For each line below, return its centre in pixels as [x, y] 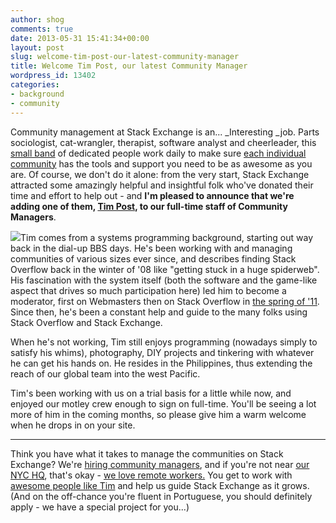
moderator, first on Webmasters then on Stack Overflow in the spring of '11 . [165, 301]
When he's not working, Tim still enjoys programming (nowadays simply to [164, 342]
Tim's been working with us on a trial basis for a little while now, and [151, 393]
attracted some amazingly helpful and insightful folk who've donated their [162, 185]
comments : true [42, 29]
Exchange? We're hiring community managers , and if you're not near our [160, 464]
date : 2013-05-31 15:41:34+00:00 [80, 38]
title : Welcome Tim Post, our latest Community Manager [129, 66]
